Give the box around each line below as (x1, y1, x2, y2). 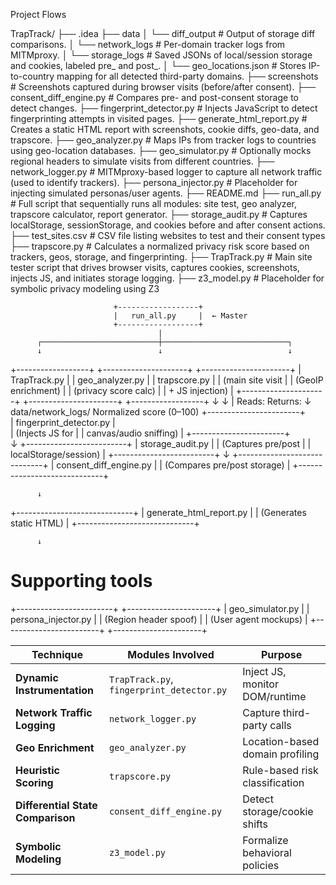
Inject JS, (242, 664, 287, 678)
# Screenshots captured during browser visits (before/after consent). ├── (10, 81, 317, 93)
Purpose (260, 647, 303, 661)
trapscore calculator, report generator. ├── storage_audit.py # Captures (10, 209, 308, 220)
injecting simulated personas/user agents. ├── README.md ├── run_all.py (10, 187, 322, 199)
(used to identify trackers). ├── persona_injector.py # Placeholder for (10, 177, 298, 188)
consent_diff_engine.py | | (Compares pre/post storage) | (56, 459, 291, 471)
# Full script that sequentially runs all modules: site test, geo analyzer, (10, 198, 297, 209)
